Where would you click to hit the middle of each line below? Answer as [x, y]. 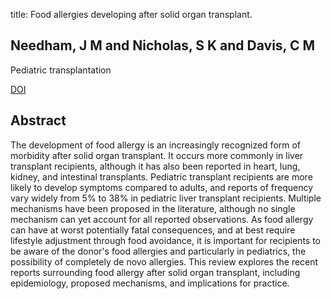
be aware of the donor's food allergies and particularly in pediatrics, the [158, 251]
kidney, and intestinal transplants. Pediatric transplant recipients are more [161, 176]
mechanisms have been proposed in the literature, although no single [153, 208]
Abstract [38, 120]
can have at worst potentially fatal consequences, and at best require [153, 230]
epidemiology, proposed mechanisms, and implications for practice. [150, 283]
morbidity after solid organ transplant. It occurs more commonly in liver [157, 155]
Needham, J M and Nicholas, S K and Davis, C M [163, 45]
